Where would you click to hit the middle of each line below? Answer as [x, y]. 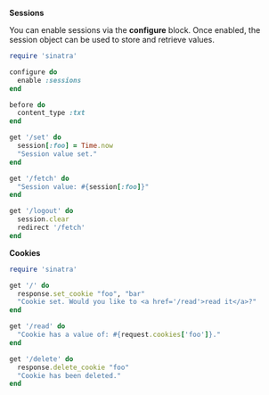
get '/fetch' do [39, 178]
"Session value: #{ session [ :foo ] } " [83, 186]
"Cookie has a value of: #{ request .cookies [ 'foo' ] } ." [119, 334]
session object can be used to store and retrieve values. [112, 40]
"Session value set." [57, 154]
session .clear [43, 219]
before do [28, 105]
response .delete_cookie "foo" [73, 367]
